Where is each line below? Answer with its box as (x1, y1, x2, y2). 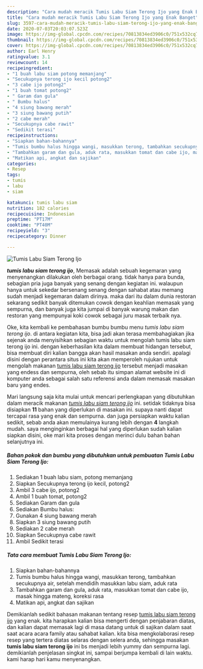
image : (7, 31, 23, 37)
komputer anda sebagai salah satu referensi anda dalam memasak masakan (7, 375, 195, 382)
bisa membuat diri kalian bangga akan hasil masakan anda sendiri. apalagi (7, 349, 191, 357)
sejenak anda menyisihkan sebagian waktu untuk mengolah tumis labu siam (7, 336, 195, 343)
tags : (7, 172, 20, 178)
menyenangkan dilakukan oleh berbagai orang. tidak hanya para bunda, (7, 273, 186, 280)
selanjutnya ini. (7, 438, 45, 445)
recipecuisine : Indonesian (7, 211, 75, 217)
